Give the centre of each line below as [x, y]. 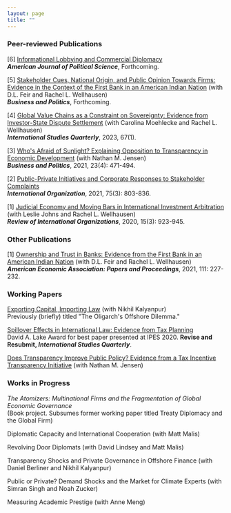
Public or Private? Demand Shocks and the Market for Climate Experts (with [114, 481]
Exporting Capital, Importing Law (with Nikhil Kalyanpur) [87, 309]
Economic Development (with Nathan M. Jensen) [77, 158]
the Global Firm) [30, 420]
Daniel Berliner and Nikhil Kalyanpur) [59, 467]
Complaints [23, 186]
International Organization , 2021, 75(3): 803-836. [79, 193]
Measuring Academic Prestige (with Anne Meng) [77, 502]
